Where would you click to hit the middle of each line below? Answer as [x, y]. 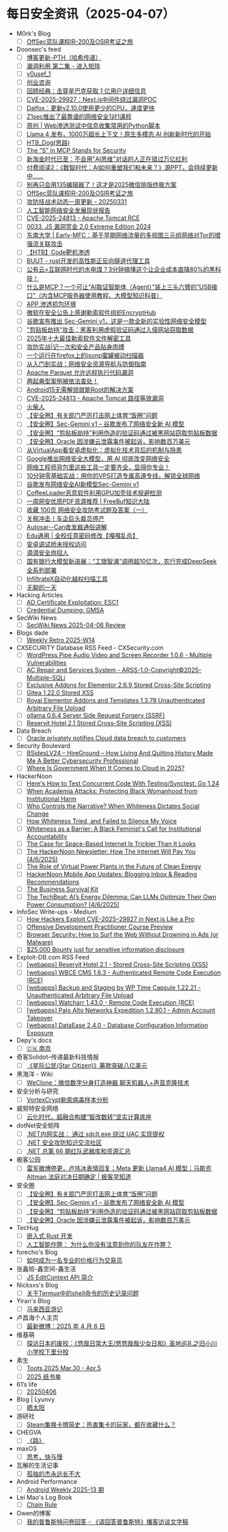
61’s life [27, 1385]
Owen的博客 [34, 1513]
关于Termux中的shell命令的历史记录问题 [83, 1293]
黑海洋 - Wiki [34, 1074]
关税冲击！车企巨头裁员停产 [66, 518]
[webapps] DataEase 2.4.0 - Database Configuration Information [117, 1025]
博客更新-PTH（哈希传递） [64, 58]
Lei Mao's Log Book [44, 1497]
